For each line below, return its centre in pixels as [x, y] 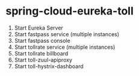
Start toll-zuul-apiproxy [43, 60]
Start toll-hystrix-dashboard [49, 66]
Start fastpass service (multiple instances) [67, 34]
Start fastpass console [42, 40]
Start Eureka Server [39, 28]
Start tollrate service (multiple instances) [65, 47]
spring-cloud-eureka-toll [69, 11]
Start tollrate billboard [41, 53]
